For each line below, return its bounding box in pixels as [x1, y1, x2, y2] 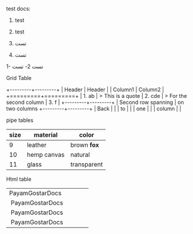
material [33, 131, 58, 139]
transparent [70, 161, 103, 168]
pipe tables [6, 116, 34, 124]
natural [70, 150, 91, 159]
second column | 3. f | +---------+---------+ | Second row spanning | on [6, 98, 184, 106]
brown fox [70, 141, 99, 149]
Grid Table [6, 75, 32, 81]
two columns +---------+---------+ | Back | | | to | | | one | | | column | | [6, 105, 182, 112]
